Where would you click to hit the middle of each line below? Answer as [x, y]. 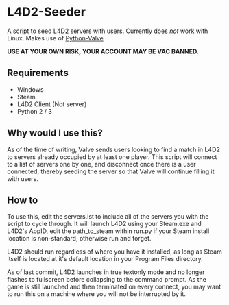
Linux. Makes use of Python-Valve [56, 38]
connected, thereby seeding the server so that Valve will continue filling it [111, 171]
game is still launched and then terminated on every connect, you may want [114, 287]
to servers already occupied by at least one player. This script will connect [112, 157]
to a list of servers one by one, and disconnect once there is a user [101, 164]
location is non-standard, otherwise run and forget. [79, 239]
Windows [30, 89]
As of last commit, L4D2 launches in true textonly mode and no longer [106, 272]
